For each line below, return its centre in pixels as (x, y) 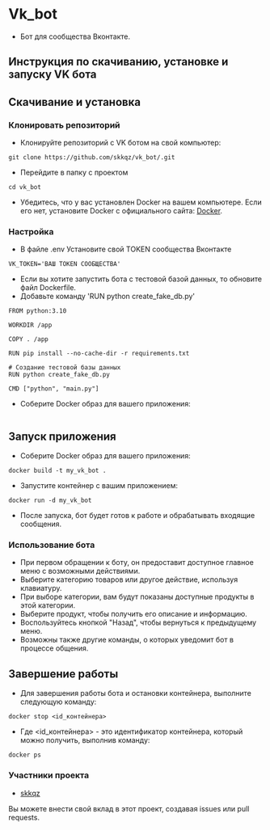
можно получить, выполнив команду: (85, 740)
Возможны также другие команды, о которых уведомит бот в (127, 640)
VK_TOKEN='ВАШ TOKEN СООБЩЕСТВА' (65, 264)
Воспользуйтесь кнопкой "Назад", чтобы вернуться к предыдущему (138, 622)
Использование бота (52, 545)
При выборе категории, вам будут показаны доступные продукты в (137, 597)
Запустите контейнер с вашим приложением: (99, 486)
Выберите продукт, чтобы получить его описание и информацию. (134, 614)
